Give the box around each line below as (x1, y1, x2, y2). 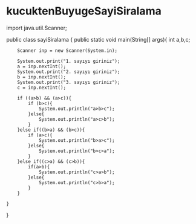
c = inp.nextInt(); (17, 85, 67, 91)
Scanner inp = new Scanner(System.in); (17, 47, 118, 54)
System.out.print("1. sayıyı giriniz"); (17, 58, 120, 64)
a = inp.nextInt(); (17, 63, 67, 69)
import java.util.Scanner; (6, 24, 68, 31)
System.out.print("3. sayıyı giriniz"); (17, 79, 120, 85)
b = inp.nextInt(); (17, 74, 67, 80)
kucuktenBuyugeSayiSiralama (6, 4, 162, 18)
